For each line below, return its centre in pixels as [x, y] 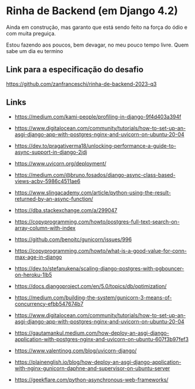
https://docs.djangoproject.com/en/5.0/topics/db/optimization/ [90, 286]
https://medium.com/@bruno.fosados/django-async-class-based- [95, 174]
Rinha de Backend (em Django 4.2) [92, 11]
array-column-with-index [45, 228]
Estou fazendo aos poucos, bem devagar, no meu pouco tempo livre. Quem [97, 45]
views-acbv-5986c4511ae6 [47, 181]
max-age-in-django [38, 257]
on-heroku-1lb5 [33, 275]
